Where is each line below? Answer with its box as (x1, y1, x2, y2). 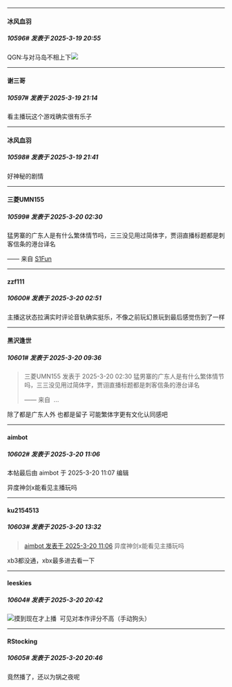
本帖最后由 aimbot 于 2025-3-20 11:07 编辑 (7, 468, 129, 477)
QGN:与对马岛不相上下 (7, 53, 71, 61)
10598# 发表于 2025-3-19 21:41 (7, 153, 99, 161)
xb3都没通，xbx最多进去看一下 (7, 556, 95, 565)
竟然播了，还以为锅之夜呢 (7, 672, 80, 681)
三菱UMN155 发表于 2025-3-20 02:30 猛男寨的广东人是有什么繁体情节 (23, 372, 224, 381)
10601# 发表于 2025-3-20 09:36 (7, 354, 102, 362)
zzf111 (7, 277, 25, 286)
